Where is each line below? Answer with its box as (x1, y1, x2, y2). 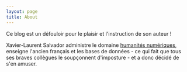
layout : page (6, 8, 38, 15)
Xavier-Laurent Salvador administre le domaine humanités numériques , (6, 42, 177, 49)
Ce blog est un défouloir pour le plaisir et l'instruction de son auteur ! (6, 30, 172, 37)
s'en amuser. (6, 60, 37, 67)
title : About (6, 14, 38, 20)
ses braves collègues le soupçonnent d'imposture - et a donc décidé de (6, 54, 179, 61)
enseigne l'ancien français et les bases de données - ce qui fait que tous (6, 47, 181, 54)
